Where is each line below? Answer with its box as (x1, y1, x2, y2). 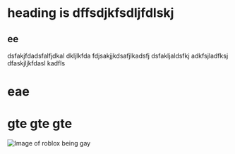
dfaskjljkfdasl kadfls (7, 59, 66, 68)
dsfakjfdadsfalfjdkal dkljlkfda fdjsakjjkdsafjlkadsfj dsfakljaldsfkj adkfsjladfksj (7, 51, 229, 60)
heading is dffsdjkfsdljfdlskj (7, 5, 174, 21)
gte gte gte (7, 116, 73, 131)
